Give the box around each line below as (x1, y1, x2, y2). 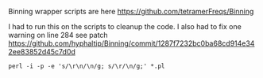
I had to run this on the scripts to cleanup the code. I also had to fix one (8, 22, 242, 31)
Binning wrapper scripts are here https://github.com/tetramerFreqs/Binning (8, 7, 254, 16)
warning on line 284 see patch (8, 31, 109, 39)
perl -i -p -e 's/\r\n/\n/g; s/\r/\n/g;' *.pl (8, 62, 165, 70)
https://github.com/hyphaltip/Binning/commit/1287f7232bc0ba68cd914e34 (8, 39, 255, 48)
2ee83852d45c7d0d (8, 47, 75, 56)
